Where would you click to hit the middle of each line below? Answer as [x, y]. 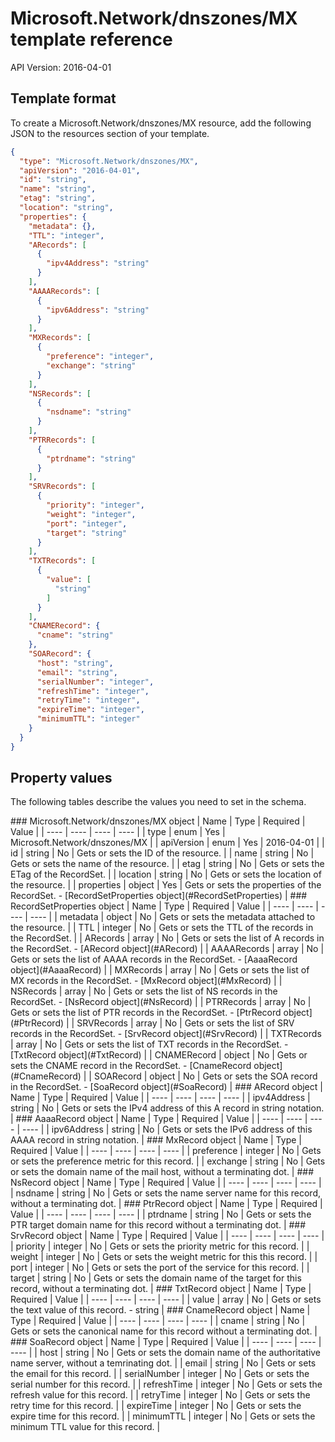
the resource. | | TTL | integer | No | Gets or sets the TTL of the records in [162, 928]
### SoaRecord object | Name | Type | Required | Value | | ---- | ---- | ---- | [166, 1342]
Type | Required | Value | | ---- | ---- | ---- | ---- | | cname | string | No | [158, 1321]
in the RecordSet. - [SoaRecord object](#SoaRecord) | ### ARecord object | [166, 1087]
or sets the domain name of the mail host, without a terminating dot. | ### [162, 1172]
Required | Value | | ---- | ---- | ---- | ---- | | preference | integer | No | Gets [166, 1151]
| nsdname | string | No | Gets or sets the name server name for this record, [165, 1193]
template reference [91, 39]
